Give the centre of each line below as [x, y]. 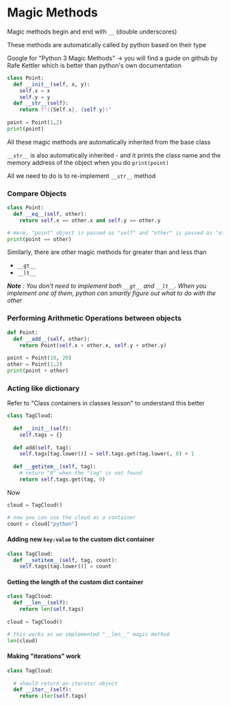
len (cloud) [23, 641]
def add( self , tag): [42, 447]
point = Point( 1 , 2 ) [35, 123]
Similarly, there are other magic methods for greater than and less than [107, 252]
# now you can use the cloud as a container [72, 517]
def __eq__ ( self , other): [50, 214]
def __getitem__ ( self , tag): [55, 467]
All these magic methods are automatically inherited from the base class [109, 142]
